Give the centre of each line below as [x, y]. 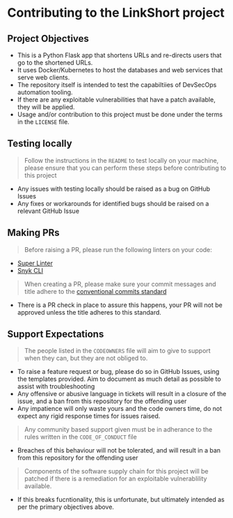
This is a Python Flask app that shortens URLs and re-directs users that [119, 55]
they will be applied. [46, 107]
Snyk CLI [30, 270]
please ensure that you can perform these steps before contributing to [125, 168]
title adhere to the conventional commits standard [95, 291]
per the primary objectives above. [66, 507]
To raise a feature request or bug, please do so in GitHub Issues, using [118, 372]
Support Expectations [56, 335]
